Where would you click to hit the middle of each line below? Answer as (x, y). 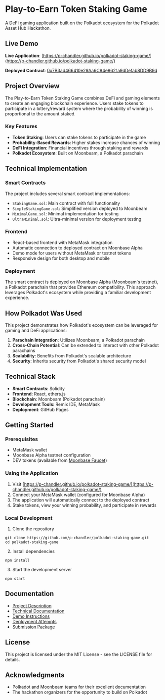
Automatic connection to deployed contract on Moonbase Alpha (78, 248)
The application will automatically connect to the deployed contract (81, 500)
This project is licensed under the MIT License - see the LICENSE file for (79, 654)
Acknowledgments (35, 675)
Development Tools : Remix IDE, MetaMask (56, 404)
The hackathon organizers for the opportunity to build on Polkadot (80, 692)
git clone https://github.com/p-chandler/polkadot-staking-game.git (77, 538)
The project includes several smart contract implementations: (67, 194)
